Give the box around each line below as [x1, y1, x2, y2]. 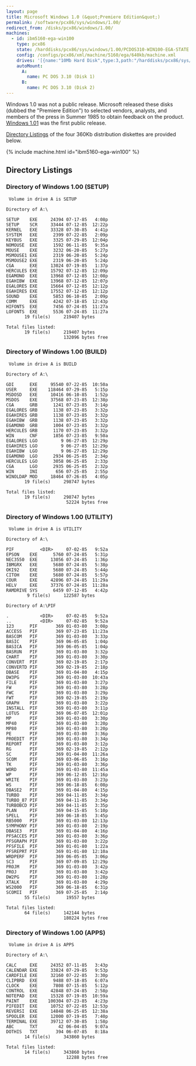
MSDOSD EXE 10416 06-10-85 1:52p [6, 391, 108, 398]
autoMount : [16, 63, 43, 69]
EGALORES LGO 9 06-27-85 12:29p [6, 438, 108, 443]
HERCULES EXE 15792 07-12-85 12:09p [6, 267, 108, 274]
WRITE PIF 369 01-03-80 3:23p [6, 777, 108, 783]
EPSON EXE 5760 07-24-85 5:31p [6, 552, 108, 558]
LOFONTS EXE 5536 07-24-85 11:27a [6, 308, 108, 315]
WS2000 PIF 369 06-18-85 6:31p [6, 885, 108, 890]
